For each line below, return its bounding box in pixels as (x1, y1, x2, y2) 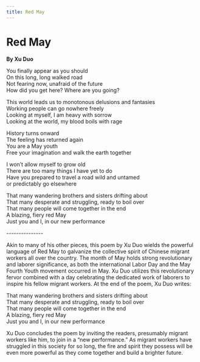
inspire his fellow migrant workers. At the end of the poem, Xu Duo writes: (6, 280, 191, 287)
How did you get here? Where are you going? (6, 86, 120, 94)
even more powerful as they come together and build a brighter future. (6, 349, 184, 356)
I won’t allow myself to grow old (6, 161, 86, 168)
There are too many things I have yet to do (6, 167, 112, 174)
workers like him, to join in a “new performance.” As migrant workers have (6, 336, 192, 343)
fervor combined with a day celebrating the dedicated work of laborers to (6, 273, 190, 280)
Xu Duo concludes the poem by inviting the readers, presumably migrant (6, 329, 188, 336)
